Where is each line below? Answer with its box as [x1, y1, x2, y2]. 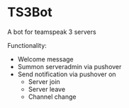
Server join [28, 77, 60, 85]
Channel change [28, 92, 77, 101]
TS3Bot [7, 4, 52, 20]
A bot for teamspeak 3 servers [7, 28, 97, 36]
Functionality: [7, 41, 47, 49]
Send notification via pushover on [17, 70, 116, 78]
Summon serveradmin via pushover [17, 62, 122, 71]
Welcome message [17, 54, 74, 64]
